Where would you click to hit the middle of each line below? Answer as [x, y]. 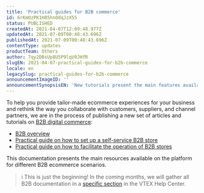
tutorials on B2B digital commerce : [49, 122]
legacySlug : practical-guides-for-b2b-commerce [68, 74]
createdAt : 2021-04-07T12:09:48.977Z [54, 29]
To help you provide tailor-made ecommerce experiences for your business [101, 103]
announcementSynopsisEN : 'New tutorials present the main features [93, 86]
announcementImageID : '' [38, 80]
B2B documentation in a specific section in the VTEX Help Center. [104, 184]
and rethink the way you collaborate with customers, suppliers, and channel [101, 109]
